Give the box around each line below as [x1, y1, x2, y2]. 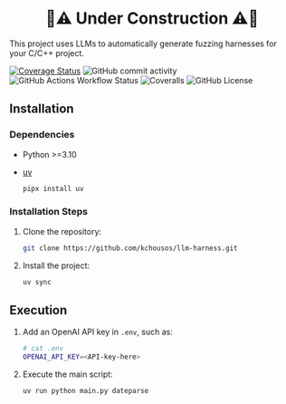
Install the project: [22, 260, 91, 271]
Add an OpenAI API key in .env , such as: [22, 326, 174, 338]
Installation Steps [9, 206, 89, 218]
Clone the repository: [22, 226, 102, 236]
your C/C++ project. [9, 47, 84, 58]
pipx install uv [22, 184, 84, 193]
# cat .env [22, 344, 64, 353]
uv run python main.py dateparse [22, 387, 149, 396]
